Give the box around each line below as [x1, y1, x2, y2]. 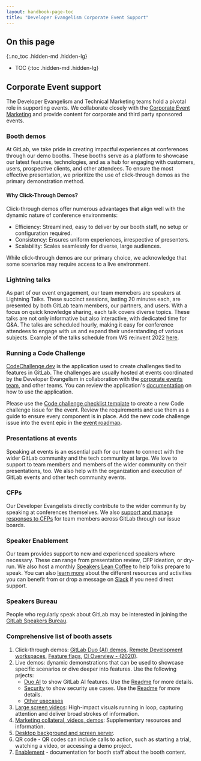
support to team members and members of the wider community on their [6, 460, 187, 468]
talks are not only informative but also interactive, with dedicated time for [6, 315, 187, 322]
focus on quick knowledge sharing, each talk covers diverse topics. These [6, 308, 190, 315]
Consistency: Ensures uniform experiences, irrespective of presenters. [14, 236, 190, 243]
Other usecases [23, 697, 64, 704]
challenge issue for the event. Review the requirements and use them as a [6, 406, 189, 413]
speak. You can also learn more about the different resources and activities [6, 569, 192, 577]
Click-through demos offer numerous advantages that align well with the [6, 205, 185, 212]
